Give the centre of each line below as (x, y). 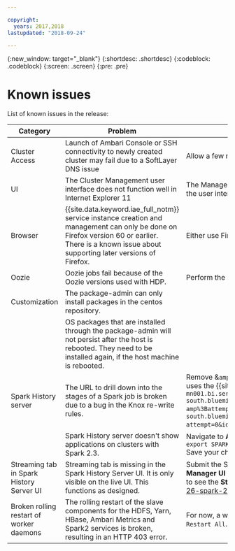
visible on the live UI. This (107, 482)
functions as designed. (102, 491)
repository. (83, 310)
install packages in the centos (114, 302)
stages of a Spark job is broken (116, 396)
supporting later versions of (111, 253)
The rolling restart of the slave (114, 502)
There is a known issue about (113, 244)
